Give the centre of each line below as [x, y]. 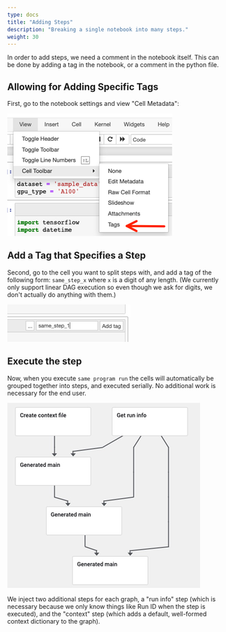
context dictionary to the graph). [54, 621]
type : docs [23, 15]
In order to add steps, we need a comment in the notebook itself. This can [113, 57]
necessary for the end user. [47, 393]
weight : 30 [23, 37]
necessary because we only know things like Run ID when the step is [106, 606]
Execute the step [45, 361]
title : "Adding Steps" [40, 22]
